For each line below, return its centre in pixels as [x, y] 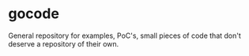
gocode [34, 14]
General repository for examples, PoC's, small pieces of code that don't [124, 35]
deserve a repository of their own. [64, 43]
